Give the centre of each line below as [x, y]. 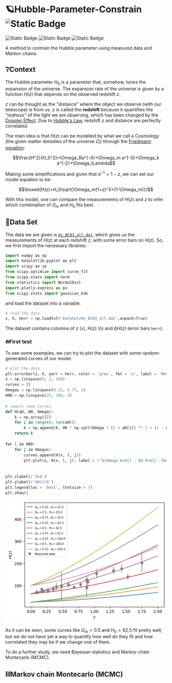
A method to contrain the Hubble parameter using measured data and [79, 48]
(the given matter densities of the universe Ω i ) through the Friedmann [78, 142]
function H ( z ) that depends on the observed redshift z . [63, 94]
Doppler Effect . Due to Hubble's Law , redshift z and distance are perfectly [83, 120]
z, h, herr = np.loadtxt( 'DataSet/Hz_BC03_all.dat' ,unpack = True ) [76, 319]
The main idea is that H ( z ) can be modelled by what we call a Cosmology [82, 135]
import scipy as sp [26, 266]
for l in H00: [20, 444]
